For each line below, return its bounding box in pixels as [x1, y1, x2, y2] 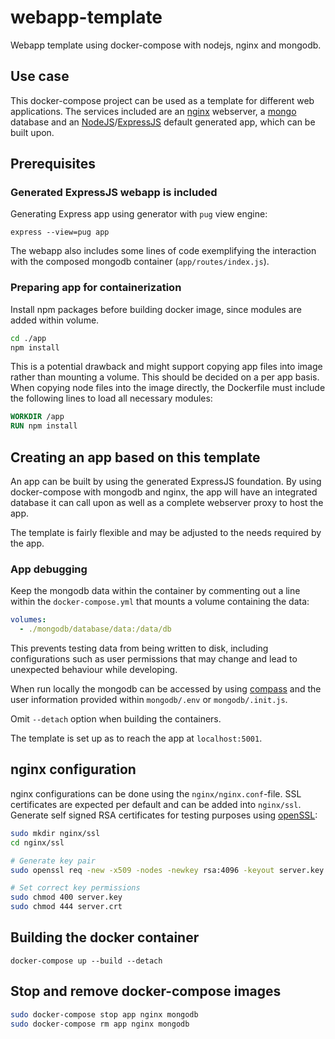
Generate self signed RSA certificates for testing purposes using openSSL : [10, 809, 318, 821]
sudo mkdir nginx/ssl [10, 828, 101, 838]
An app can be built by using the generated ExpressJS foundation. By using [10, 476, 322, 488]
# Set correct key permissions [10, 883, 141, 893]
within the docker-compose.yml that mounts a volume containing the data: [10, 596, 310, 608]
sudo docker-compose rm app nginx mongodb [10, 1019, 190, 1029]
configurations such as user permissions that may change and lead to [10, 653, 298, 665]
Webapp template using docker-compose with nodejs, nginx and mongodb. [10, 39, 322, 51]
